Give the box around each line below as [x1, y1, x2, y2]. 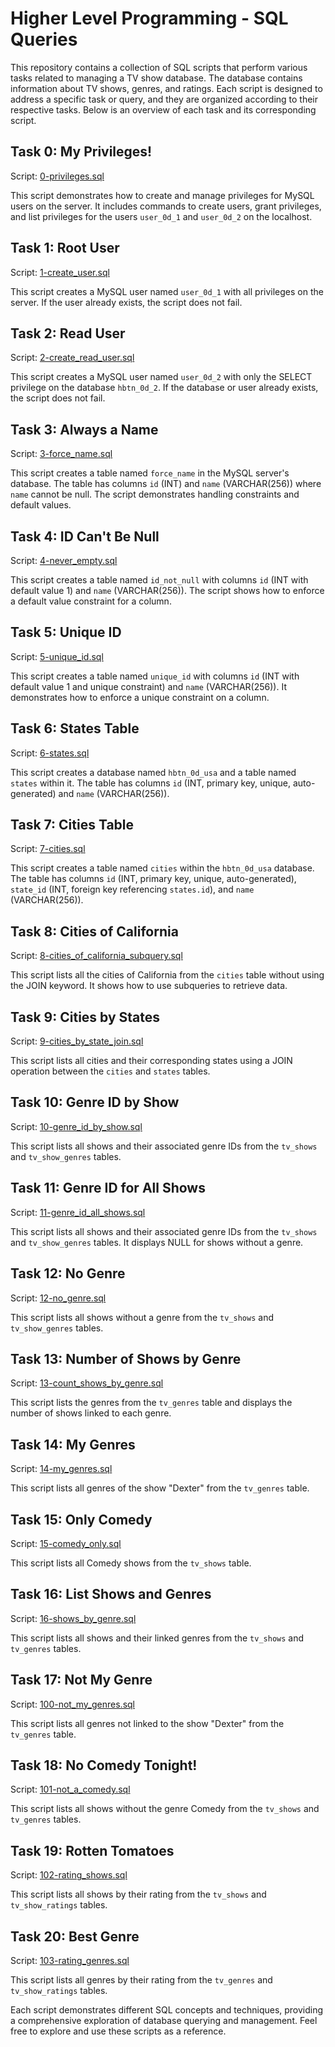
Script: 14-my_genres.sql [10, 1463, 113, 1475]
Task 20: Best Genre [10, 1928, 140, 1945]
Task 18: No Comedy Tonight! [10, 1757, 198, 1774]
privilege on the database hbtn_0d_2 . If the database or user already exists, [10, 382, 319, 394]
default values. [10, 499, 72, 511]
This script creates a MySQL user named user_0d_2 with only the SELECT [10, 371, 313, 383]
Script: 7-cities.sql [10, 843, 86, 855]
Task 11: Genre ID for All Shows [10, 1180, 206, 1197]
